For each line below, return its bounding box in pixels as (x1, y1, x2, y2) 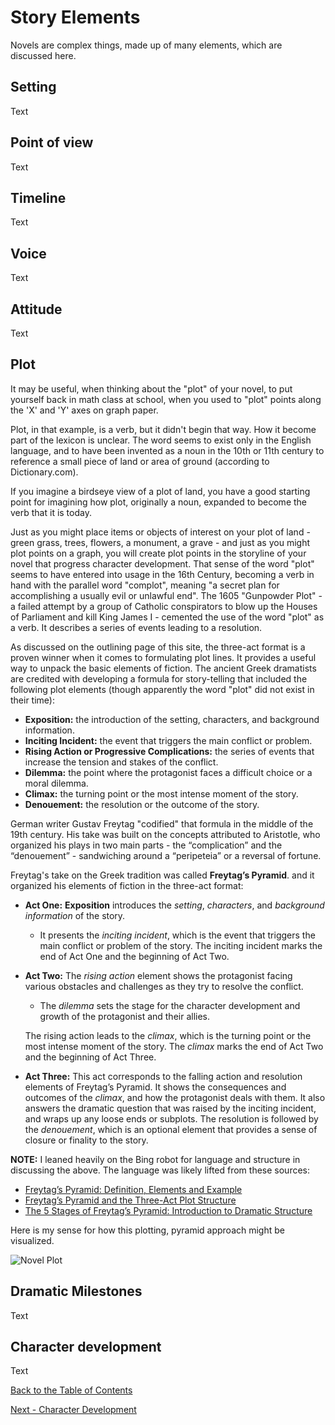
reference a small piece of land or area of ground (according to (10, 455, 270, 467)
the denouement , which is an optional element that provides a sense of (24, 1123, 318, 1135)
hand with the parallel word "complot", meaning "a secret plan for (10, 579, 280, 591)
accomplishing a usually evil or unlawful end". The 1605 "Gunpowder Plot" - (10, 589, 323, 601)
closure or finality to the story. (24, 1134, 149, 1146)
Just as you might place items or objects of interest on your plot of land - (10, 526, 311, 538)
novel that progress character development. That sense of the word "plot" (10, 557, 315, 570)
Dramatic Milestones (10, 1283, 143, 1300)
